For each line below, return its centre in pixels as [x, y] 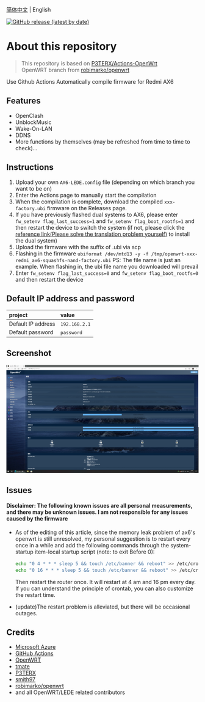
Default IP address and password [71, 298]
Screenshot [29, 353]
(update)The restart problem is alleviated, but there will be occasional [103, 607]
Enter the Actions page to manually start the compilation [86, 195]
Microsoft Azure [35, 647]
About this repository [62, 47]
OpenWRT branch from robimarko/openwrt [75, 70]
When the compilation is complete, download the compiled [89, 202]
